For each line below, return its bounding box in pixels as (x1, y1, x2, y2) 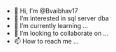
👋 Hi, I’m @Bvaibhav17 (13, 7, 78, 15)
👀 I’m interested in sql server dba (13, 14, 110, 22)
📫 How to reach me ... (13, 37, 79, 45)
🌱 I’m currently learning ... (13, 22, 89, 30)
